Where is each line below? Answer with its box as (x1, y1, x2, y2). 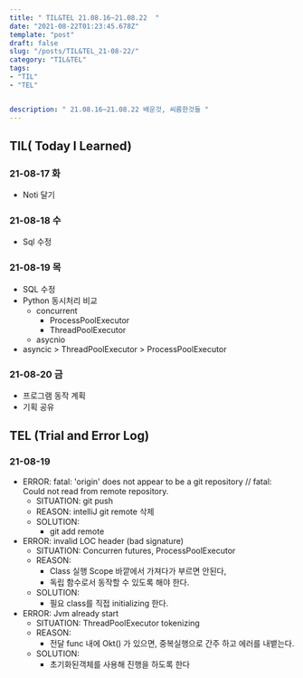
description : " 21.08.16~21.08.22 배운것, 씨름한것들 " (9, 105, 210, 114)
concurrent (35, 305, 79, 316)
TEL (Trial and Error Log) (9, 428, 149, 444)
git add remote (49, 526, 105, 537)
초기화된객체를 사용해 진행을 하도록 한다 (49, 658, 190, 670)
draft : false (9, 38, 59, 48)
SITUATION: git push (35, 495, 114, 506)
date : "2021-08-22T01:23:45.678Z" (9, 22, 140, 31)
